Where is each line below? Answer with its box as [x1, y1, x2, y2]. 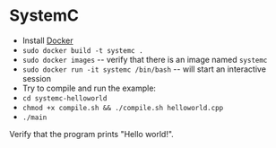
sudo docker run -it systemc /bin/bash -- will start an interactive [22, 64, 267, 74]
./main [22, 113, 47, 122]
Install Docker [22, 35, 73, 46]
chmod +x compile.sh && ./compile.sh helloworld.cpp [22, 103, 224, 112]
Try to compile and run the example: [22, 83, 157, 93]
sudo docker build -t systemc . [22, 46, 143, 55]
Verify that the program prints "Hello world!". [9, 128, 175, 139]
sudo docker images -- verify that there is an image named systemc [22, 54, 268, 65]
